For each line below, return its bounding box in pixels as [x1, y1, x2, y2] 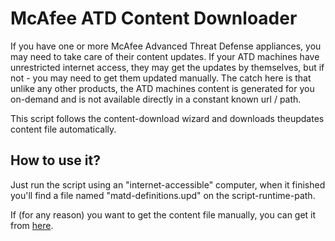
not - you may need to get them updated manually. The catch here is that [10, 72, 312, 84]
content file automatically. [10, 123, 117, 135]
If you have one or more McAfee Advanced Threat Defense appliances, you [10, 40, 322, 52]
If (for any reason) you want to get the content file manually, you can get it [10, 208, 317, 221]
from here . [10, 219, 54, 231]
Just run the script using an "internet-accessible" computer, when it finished [10, 178, 326, 191]
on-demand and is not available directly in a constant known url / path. [10, 93, 302, 105]
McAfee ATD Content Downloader [10, 7, 298, 30]
